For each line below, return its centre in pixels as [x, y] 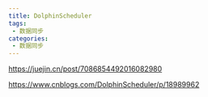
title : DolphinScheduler [50, 16]
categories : [28, 38]
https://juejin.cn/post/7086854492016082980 [85, 69]
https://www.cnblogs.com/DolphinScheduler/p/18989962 [104, 85]
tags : [17, 23]
